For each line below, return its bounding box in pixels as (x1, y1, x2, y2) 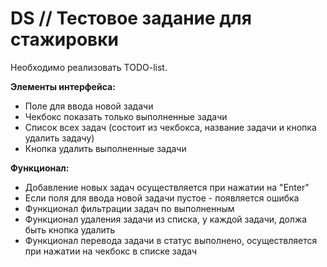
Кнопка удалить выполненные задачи (24, 142, 187, 154)
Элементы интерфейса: (10, 80, 116, 92)
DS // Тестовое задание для (10, 7, 252, 30)
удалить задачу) (24, 132, 95, 144)
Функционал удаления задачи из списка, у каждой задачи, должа (24, 213, 308, 225)
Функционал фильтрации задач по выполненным (24, 202, 235, 214)
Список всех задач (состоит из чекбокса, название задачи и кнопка (24, 121, 317, 133)
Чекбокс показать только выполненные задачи (24, 110, 228, 122)
